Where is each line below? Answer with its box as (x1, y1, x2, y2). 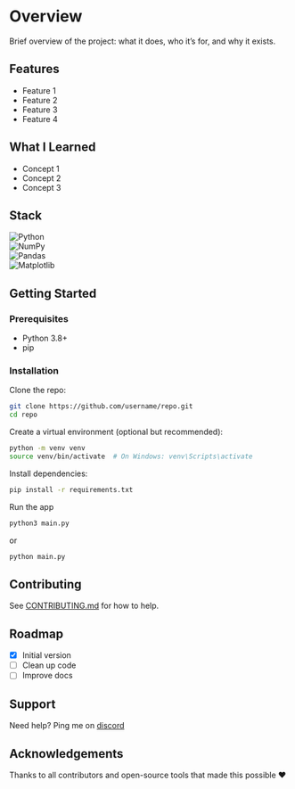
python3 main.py (9, 519, 70, 528)
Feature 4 (21, 113, 58, 124)
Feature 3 (21, 104, 58, 115)
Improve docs (21, 670, 73, 681)
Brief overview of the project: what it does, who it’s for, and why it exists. (9, 36, 276, 46)
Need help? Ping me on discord (9, 720, 125, 731)
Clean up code (21, 660, 77, 670)
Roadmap (9, 626, 64, 641)
